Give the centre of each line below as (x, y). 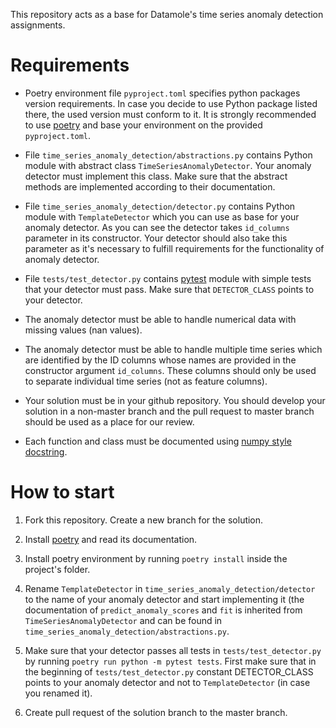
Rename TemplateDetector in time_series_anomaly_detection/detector (170, 588)
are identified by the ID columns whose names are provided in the (160, 360)
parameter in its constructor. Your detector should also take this (156, 238)
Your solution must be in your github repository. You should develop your (175, 400)
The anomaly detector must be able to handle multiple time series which (173, 349)
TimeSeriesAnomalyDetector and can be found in (123, 620)
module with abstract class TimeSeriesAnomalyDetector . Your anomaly (168, 165)
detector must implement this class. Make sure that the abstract (156, 176)
